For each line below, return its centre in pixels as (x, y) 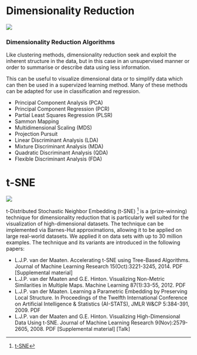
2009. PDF (28, 310)
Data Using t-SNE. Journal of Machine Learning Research (84, 323)
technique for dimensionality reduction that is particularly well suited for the (97, 217)
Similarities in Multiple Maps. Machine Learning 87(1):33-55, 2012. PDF (100, 285)
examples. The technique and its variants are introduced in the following (93, 242)
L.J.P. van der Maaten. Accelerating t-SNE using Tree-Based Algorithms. (102, 260)
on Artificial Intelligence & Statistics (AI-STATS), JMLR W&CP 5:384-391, (102, 304)
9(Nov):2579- (171, 323)
